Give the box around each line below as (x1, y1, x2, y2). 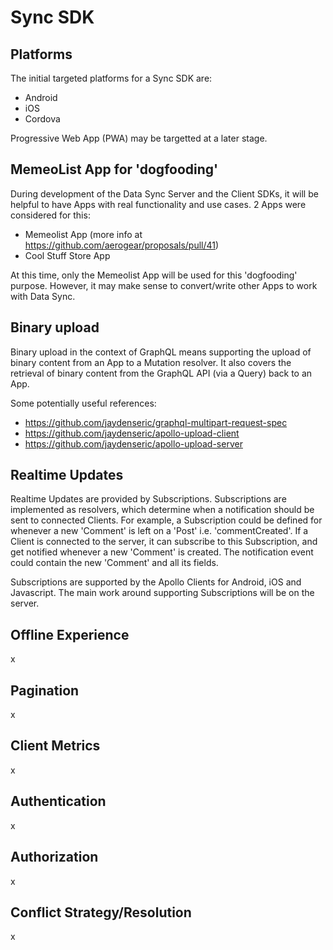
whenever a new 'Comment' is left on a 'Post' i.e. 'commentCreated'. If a (10, 525, 309, 537)
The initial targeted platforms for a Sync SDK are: (10, 72, 213, 84)
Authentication (10, 793, 107, 810)
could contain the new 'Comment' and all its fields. (10, 557, 219, 569)
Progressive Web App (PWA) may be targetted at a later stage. (10, 132, 268, 144)
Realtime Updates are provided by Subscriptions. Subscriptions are (10, 493, 287, 505)
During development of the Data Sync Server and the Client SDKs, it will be (10, 187, 319, 200)
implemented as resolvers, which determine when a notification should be (10, 504, 315, 516)
